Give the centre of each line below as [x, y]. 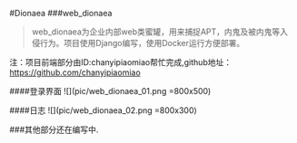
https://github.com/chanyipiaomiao [75, 72]
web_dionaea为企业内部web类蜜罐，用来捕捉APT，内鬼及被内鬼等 [156, 32]
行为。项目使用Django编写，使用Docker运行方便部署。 [142, 43]
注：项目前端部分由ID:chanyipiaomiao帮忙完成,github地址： [121, 62]
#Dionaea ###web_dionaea [61, 13]
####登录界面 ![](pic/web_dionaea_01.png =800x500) [110, 91]
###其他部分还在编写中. [54, 129]
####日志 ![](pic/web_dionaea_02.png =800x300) [103, 110]
